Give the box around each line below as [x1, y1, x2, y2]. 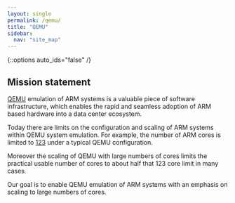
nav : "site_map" [13, 37, 61, 44]
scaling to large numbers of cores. [7, 188, 107, 196]
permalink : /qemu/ [7, 17, 61, 24]
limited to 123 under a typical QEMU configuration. [7, 138, 153, 146]
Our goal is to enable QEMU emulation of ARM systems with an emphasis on [7, 180, 228, 188]
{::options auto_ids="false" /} [7, 55, 91, 64]
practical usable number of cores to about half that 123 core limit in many [7, 159, 219, 167]
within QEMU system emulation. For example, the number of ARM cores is [7, 131, 221, 139]
